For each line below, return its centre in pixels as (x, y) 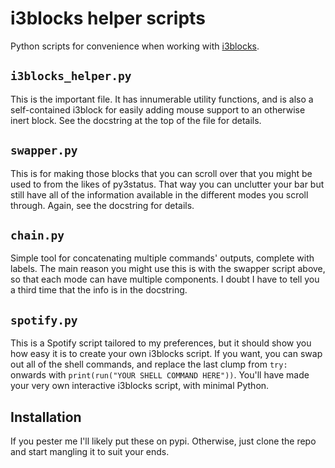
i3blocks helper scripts (108, 18)
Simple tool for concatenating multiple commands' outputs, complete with (162, 258)
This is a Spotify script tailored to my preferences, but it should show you (161, 343)
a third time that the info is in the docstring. (99, 290)
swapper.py (44, 150)
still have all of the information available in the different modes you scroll (159, 194)
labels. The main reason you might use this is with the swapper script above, (168, 269)
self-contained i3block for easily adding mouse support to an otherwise (158, 109)
